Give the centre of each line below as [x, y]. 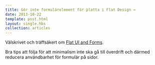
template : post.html [27, 19]
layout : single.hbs [26, 24]
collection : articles [28, 28]
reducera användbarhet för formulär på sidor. [52, 57]
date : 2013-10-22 [23, 14]
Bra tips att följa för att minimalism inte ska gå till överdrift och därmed [78, 52]
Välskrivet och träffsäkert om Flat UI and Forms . [54, 42]
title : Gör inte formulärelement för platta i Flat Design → [70, 10]
